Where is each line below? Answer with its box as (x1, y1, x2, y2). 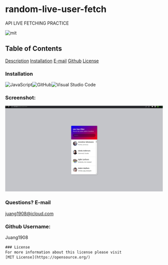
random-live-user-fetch (5, 4, 106, 15)
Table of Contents (5, 44, 62, 53)
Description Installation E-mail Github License (5, 58, 99, 64)
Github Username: (5, 223, 51, 230)
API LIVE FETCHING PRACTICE (5, 20, 69, 26)
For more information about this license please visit (5, 250, 122, 255)
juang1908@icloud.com (5, 210, 54, 216)
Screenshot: (5, 94, 36, 101)
